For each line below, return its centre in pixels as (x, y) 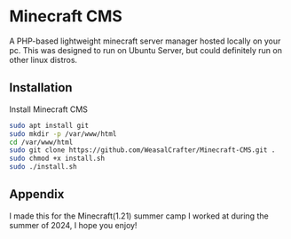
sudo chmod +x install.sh (57, 159)
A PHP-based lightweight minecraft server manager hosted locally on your (145, 41)
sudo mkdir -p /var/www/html (63, 134)
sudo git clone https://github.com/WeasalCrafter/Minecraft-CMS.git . (142, 150)
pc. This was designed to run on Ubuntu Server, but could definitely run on (145, 50)
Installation (41, 88)
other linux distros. (43, 60)
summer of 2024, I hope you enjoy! (73, 225)
